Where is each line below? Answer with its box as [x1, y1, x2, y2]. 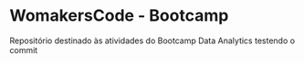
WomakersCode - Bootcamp [9, 5, 229, 26]
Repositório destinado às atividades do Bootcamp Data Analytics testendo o [9, 35, 295, 46]
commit [9, 44, 38, 55]
